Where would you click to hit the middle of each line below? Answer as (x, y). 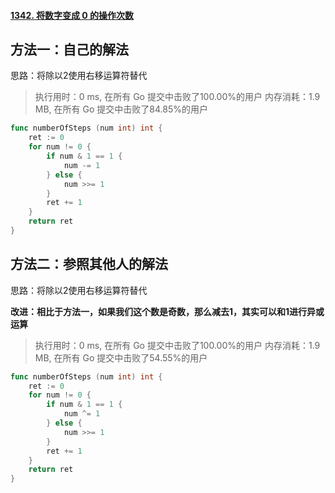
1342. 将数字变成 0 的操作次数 (72, 15)
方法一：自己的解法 (69, 49)
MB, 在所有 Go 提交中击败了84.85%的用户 (121, 109)
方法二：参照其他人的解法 (89, 264)
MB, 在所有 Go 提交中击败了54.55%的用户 (121, 357)
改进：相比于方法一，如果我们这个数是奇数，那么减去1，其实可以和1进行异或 (167, 311)
